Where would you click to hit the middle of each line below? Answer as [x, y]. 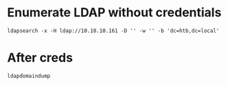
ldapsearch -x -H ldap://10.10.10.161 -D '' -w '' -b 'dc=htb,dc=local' [113, 31]
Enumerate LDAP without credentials [114, 13]
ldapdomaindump [29, 76]
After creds [40, 58]
